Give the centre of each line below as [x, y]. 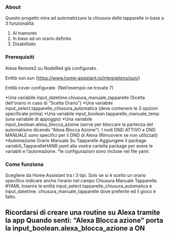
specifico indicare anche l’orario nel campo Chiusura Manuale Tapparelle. [81, 180]
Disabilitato [24, 44]
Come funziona [24, 164]
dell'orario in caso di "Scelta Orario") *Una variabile [59, 103]
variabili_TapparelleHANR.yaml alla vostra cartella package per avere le [79, 146]
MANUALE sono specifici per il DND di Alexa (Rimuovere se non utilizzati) [81, 135]
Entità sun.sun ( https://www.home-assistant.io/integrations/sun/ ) [73, 78]
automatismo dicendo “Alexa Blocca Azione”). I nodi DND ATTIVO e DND [80, 129]
